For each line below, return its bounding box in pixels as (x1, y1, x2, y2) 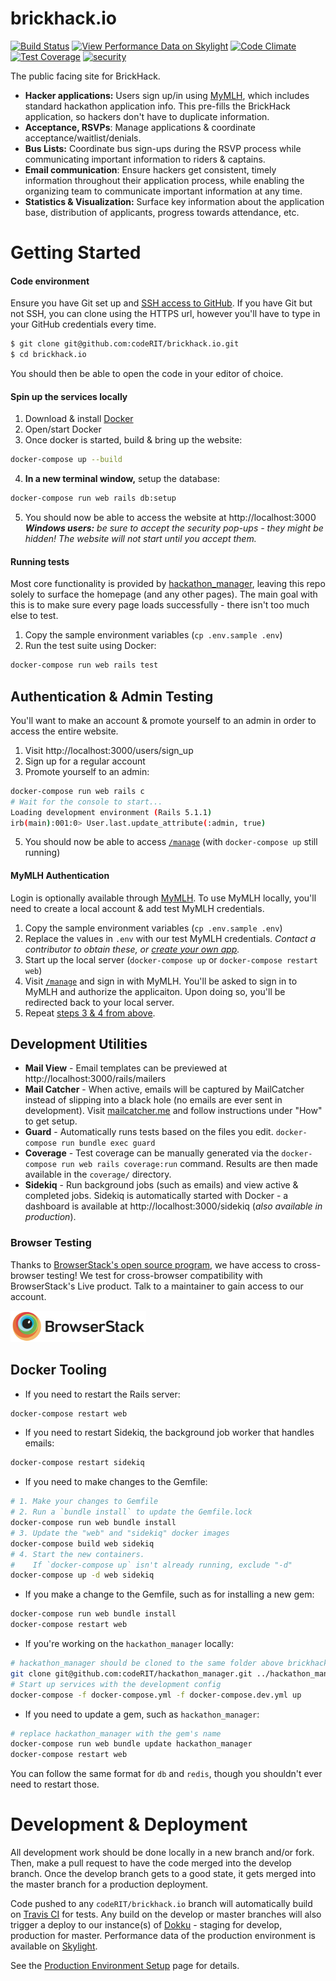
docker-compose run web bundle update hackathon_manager (10, 1739, 253, 1749)
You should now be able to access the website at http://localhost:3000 (24, 512, 317, 524)
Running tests (10, 555, 70, 567)
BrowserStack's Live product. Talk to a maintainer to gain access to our (10, 1280, 304, 1292)
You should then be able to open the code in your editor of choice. (10, 368, 284, 380)
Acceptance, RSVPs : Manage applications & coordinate (24, 121, 257, 133)
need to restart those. (10, 1778, 100, 1791)
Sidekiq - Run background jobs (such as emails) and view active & (24, 1179, 299, 1191)
